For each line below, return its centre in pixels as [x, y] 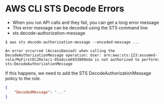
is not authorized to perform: [127, 59]
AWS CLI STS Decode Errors [65, 9]
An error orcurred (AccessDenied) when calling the [60, 51]
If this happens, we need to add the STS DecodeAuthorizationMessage [78, 73]
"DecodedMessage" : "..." [40, 92]
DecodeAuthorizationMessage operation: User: [53, 55]
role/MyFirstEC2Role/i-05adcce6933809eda [49, 59]
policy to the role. [23, 78]
